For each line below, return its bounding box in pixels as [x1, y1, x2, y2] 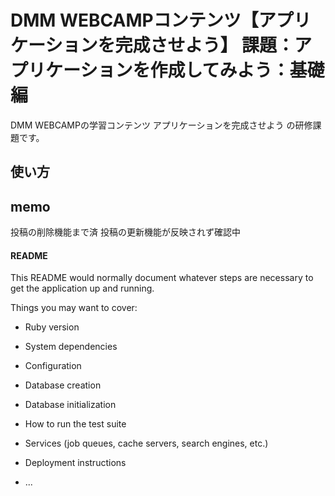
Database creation [24, 379, 102, 391]
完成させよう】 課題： [114, 34, 295, 57]
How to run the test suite [24, 418, 127, 430]
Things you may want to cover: [10, 302, 138, 314]
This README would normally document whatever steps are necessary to [10, 272, 314, 284]
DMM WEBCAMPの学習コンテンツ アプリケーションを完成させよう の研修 [10, 119, 313, 131]
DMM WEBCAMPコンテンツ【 [10, 9, 259, 32]
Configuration [24, 360, 82, 372]
